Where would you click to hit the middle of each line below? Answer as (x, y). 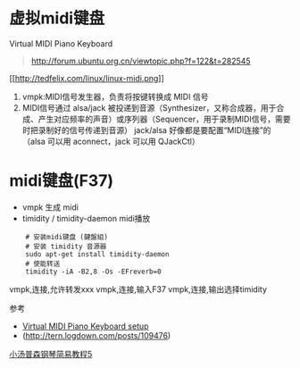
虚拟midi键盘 (57, 18)
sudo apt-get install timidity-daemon (97, 254)
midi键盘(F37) (62, 181)
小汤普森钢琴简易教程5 (51, 354)
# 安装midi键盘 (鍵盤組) (67, 237)
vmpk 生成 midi (50, 207)
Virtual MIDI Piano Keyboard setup (85, 326)
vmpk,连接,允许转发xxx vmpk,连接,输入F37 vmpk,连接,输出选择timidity (138, 289)
